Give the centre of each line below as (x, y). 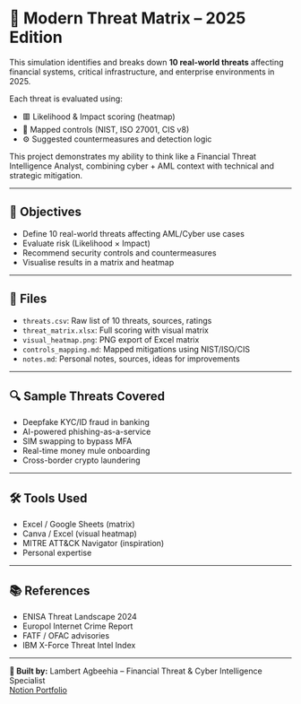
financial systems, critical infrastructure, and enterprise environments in (142, 72)
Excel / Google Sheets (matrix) (79, 525)
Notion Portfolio (38, 690)
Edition (36, 37)
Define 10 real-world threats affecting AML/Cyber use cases (133, 233)
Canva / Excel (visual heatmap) (79, 534)
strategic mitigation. (46, 175)
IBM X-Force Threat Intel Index (79, 645)
